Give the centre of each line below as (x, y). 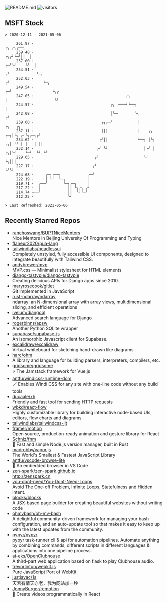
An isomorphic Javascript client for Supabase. (60, 339)
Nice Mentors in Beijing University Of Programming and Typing (77, 238)
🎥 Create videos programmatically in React (56, 594)
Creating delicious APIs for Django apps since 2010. (66, 280)
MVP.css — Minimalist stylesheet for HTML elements (67, 270)
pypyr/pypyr (25, 534)
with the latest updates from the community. (58, 529)
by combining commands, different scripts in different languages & (81, 545)
